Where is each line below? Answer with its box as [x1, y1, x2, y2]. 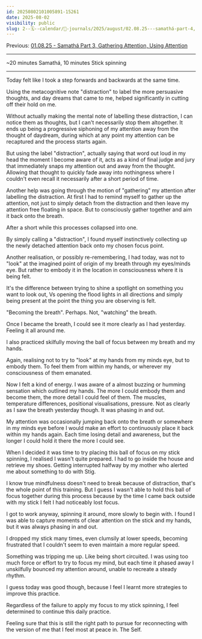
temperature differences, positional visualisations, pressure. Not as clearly [6, 400, 191, 407]
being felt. [6, 273, 32, 280]
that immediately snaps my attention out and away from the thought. [6, 163, 176, 170]
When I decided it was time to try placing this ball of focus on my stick [6, 449, 180, 456]
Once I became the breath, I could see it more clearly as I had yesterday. [6, 321, 186, 328]
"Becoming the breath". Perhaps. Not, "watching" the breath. [6, 309, 158, 316]
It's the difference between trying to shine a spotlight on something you [6, 285, 183, 292]
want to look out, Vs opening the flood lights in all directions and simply [6, 291, 183, 298]
